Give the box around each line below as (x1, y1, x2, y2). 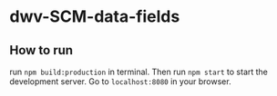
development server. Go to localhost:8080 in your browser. (9, 76, 231, 87)
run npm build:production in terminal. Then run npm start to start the (9, 66, 269, 77)
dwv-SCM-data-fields (9, 6, 180, 27)
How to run (9, 43, 74, 58)
